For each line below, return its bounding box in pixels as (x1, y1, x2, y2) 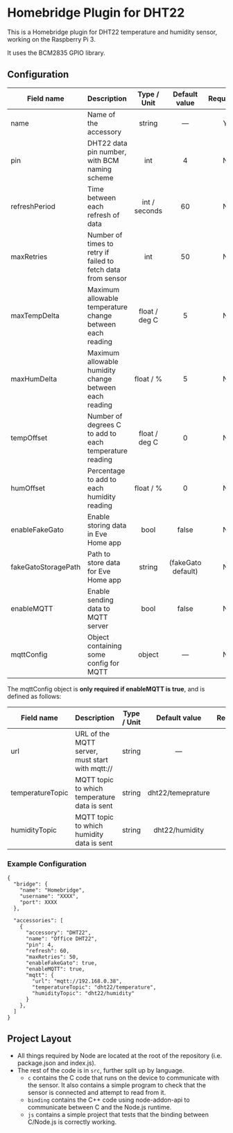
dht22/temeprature (147, 788, 210, 797)
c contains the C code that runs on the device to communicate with (27, 1073, 220, 1082)
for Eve (87, 566, 111, 576)
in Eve (87, 529, 107, 539)
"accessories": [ (13, 917, 64, 924)
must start (75, 754, 109, 764)
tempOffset (10, 433, 48, 442)
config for (87, 658, 120, 668)
